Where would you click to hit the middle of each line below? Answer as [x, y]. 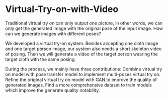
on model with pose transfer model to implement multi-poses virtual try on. [83, 74]
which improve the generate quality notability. [53, 90]
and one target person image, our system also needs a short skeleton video [83, 48]
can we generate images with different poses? [53, 33]
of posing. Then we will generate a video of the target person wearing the [81, 54]
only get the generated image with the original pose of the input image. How [84, 28]
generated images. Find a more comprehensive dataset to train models [78, 85]
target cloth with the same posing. [41, 59]
